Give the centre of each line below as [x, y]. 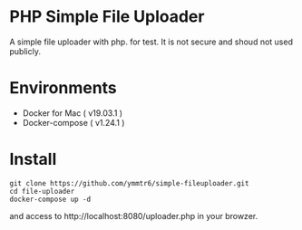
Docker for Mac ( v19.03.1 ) [73, 113]
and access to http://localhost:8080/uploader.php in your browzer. [134, 216]
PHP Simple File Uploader [107, 17]
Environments [63, 88]
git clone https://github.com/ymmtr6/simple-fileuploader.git [129, 183]
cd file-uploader [42, 191]
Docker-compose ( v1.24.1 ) [73, 122]
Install [33, 159]
